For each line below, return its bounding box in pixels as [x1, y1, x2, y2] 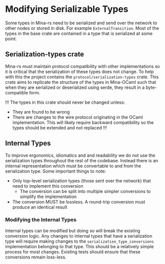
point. [5, 36, 17, 42]
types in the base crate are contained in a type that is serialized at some [5, 30, 153, 36]
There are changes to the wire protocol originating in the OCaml [12, 114, 143, 120]
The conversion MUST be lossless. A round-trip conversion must [12, 198, 146, 204]
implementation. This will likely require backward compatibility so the [12, 119, 154, 125]
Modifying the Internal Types [5, 216, 77, 223]
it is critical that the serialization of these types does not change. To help [5, 68, 154, 74]
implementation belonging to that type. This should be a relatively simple [5, 243, 154, 249]
